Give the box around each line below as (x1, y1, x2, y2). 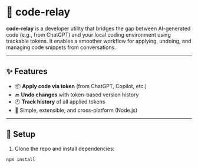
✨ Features (6, 66, 48, 76)
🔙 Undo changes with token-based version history (14, 91, 139, 98)
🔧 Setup (6, 130, 36, 140)
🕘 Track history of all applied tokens (14, 98, 105, 105)
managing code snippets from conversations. (6, 44, 116, 51)
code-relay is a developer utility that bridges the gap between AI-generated (6, 25, 191, 32)
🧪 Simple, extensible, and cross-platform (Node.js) (14, 106, 138, 114)
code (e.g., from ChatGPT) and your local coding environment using (6, 31, 171, 38)
